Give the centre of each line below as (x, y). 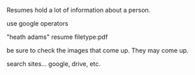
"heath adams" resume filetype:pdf (57, 37)
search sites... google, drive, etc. (53, 64)
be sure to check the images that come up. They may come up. (98, 50)
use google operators (37, 23)
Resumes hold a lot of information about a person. (79, 10)
